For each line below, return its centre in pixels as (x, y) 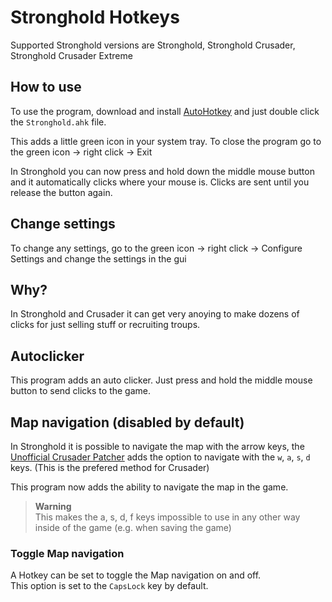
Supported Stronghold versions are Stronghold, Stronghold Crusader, (153, 45)
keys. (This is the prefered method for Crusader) (110, 467)
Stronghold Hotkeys (95, 17)
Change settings (63, 224)
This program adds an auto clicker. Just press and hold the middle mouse (161, 380)
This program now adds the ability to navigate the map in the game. (149, 487)
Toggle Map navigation (67, 553)
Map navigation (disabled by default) (127, 422)
